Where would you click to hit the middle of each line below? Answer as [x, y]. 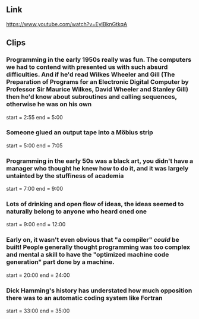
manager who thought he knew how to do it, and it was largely [97, 168]
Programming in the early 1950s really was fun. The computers [99, 60]
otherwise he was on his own [49, 105]
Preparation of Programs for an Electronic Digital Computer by [97, 82]
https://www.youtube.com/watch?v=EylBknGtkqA [67, 24]
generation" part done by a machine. [60, 262]
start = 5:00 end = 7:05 [34, 146]
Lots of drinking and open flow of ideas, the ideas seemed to [95, 204]
